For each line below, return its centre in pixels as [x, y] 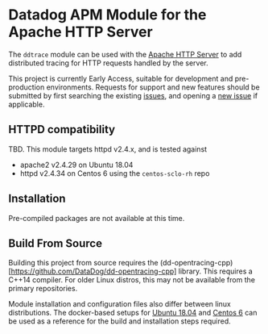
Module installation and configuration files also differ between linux [120, 304]
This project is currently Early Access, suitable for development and [121, 78]
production [27, 87]
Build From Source [56, 243]
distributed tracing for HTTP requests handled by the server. [109, 63]
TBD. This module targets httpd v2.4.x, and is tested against [108, 149]
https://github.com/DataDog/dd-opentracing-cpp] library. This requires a [132, 271]
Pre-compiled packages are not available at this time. [97, 218]
